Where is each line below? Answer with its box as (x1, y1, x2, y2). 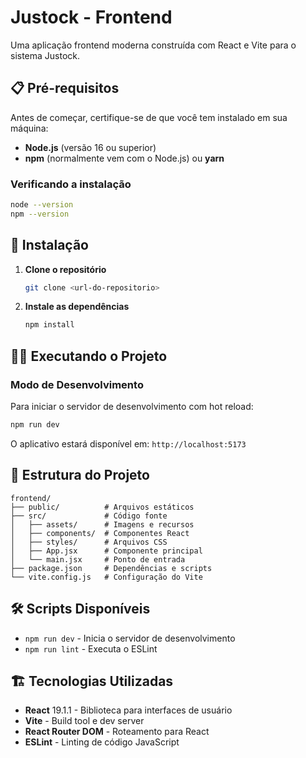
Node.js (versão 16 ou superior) (24, 141, 157, 153)
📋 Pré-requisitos (10, 80, 120, 97)
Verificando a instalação (10, 177, 132, 191)
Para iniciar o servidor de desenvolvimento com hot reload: (10, 401, 254, 413)
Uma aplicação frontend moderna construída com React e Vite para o (10, 39, 297, 51)
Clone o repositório (24, 263, 107, 275)
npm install (24, 320, 75, 330)
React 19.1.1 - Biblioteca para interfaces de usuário (24, 704, 233, 716)
